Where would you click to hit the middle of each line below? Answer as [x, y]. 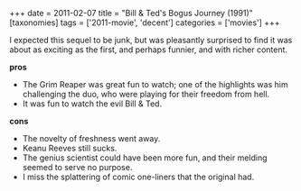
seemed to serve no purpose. [77, 167]
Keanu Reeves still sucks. [70, 148]
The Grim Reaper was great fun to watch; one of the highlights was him [155, 84]
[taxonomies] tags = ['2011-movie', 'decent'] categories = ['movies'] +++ [145, 23]
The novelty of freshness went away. [91, 138]
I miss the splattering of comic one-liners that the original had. [138, 177]
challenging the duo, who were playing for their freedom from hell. [146, 94]
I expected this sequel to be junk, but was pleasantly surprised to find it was [151, 40]
